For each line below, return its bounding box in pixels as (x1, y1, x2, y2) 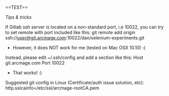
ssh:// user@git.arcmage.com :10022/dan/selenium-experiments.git (5, 35, 145, 41)
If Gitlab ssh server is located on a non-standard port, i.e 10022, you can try (5, 24, 164, 30)
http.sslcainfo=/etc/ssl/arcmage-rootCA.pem (5, 85, 99, 91)
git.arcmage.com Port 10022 (5, 60, 65, 66)
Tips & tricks (5, 14, 32, 20)
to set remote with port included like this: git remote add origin (5, 29, 136, 35)
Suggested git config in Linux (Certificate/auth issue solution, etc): (5, 80, 144, 85)
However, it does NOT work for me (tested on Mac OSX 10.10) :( (12, 45, 146, 50)
